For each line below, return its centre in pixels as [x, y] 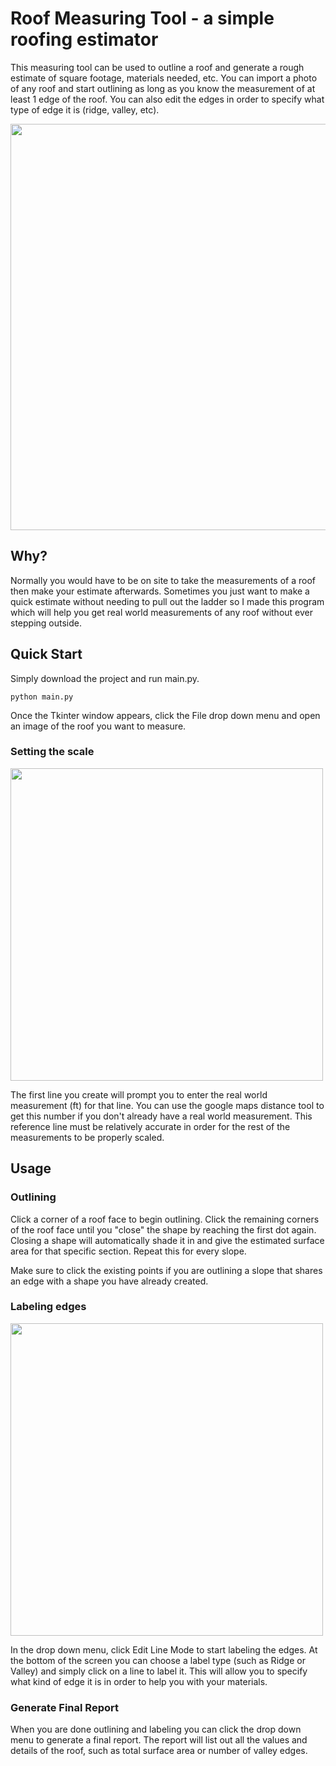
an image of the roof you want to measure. [98, 726]
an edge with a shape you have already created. [109, 1281]
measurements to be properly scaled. [87, 1137]
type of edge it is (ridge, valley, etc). [85, 109]
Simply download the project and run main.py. [105, 678]
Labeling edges [48, 1307]
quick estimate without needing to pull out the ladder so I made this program [167, 601]
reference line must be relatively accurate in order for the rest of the [150, 1126]
